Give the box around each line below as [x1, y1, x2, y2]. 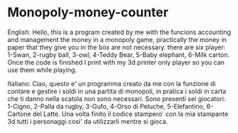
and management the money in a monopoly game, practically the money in [7, 35, 227, 43]
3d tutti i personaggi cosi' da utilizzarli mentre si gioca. [7, 117, 169, 125]
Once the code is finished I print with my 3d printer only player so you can [7, 58, 225, 66]
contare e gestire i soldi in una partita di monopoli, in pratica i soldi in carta [7, 87, 227, 95]
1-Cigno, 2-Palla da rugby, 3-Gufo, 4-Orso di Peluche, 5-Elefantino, [7, 102, 205, 110]
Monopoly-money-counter [7, 4, 169, 21]
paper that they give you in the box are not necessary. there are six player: [7, 43, 226, 51]
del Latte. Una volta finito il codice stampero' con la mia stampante [32, 110, 229, 118]
